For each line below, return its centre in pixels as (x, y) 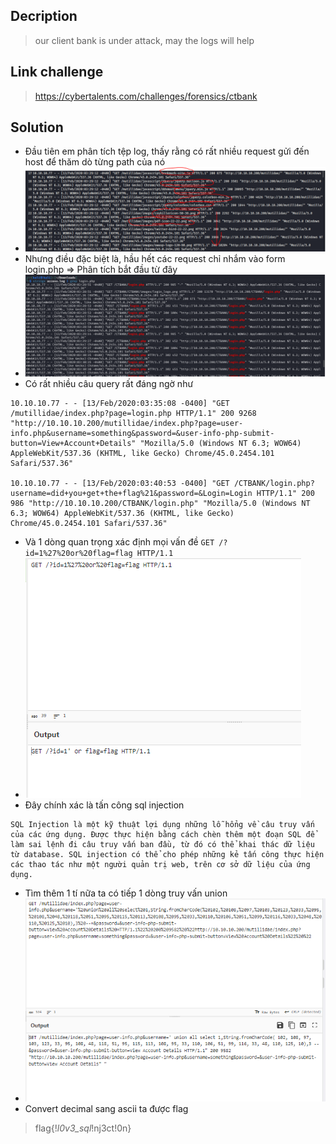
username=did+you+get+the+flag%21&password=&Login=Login (131, 493)
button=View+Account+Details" (73, 443)
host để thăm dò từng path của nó (95, 162)
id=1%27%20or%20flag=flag (78, 553)
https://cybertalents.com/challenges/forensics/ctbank (146, 96)
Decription (44, 16)
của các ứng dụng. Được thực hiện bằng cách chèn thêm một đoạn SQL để (162, 834)
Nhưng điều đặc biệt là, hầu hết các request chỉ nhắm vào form (155, 258)
